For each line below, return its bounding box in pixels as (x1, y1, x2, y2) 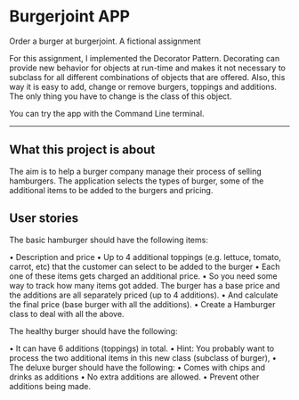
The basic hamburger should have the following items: (9, 234, 209, 245)
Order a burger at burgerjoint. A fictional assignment (9, 36, 201, 46)
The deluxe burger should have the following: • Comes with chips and (9, 362, 265, 372)
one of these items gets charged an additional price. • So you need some (9, 270, 278, 282)
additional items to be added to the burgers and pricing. (9, 184, 214, 195)
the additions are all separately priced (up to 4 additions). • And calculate (9, 290, 279, 300)
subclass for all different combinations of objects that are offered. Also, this (9, 71, 286, 82)
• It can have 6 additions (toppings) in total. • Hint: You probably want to (9, 343, 275, 354)
